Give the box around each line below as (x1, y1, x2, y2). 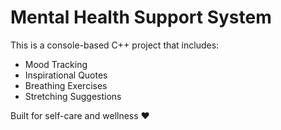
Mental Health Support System (10, 6, 272, 29)
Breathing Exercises (24, 79, 108, 91)
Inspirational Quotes (24, 69, 108, 81)
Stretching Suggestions (24, 90, 122, 102)
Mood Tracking (24, 58, 88, 70)
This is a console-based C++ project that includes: (10, 39, 220, 51)
